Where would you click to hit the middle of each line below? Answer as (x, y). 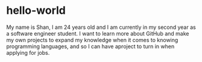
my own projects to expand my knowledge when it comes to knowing (92, 40)
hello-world (36, 11)
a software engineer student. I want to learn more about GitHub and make (98, 33)
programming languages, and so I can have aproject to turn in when (90, 46)
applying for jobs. (28, 52)
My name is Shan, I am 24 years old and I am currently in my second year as (101, 27)
